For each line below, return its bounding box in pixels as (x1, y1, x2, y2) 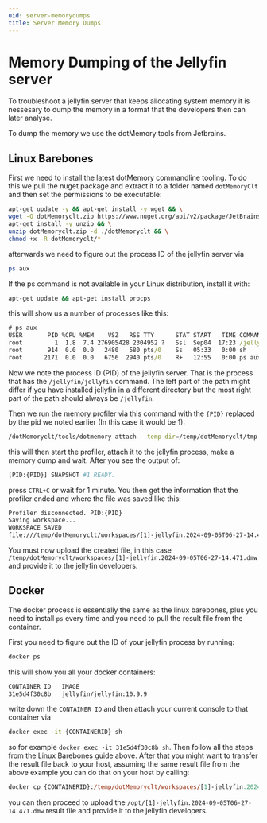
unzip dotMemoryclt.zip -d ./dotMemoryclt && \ (8, 227, 169, 235)
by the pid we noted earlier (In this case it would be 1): (8, 417, 185, 426)
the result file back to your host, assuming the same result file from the (8, 759, 240, 769)
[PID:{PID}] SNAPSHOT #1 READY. (8, 471, 115, 479)
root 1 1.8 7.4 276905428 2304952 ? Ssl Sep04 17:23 (8, 339, 237, 347)
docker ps (8, 653, 41, 661)
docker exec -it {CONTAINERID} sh (8, 728, 123, 736)
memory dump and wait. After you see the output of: (8, 455, 180, 465)
